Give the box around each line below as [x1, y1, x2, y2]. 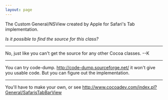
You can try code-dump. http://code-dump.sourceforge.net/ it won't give [5, 64, 156, 70]
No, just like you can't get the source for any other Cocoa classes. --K [5, 50, 149, 56]
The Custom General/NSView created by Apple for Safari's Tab [5, 21, 135, 27]
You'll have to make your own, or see [5, 84, 81, 90]
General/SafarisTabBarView [5, 89, 62, 95]
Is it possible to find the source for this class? [5, 36, 99, 42]
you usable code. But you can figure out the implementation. [5, 70, 130, 76]
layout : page [5, 7, 32, 12]
